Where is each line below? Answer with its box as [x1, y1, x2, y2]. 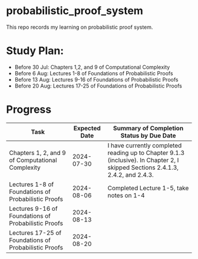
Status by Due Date [120, 131, 176, 139]
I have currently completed [107, 141, 182, 149]
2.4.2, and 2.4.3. [107, 170, 154, 179]
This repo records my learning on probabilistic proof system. [6, 23, 153, 31]
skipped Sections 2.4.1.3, [107, 163, 179, 171]
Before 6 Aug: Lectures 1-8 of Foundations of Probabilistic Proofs [14, 69, 173, 77]
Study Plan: [6, 44, 64, 58]
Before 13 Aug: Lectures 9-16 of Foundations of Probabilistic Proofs [14, 76, 179, 83]
